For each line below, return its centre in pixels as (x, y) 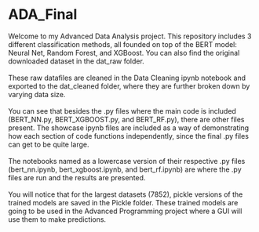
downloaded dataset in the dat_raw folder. (77, 61)
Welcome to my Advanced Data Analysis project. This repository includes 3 (130, 36)
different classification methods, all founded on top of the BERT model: (123, 44)
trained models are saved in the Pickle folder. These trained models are (123, 202)
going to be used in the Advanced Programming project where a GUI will (125, 211)
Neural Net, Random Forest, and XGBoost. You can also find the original (124, 53)
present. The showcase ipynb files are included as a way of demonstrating (129, 128)
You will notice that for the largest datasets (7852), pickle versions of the (126, 194)
